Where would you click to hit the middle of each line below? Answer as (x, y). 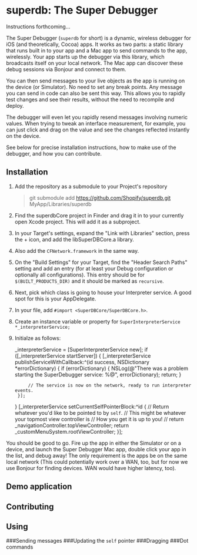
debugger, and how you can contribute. (54, 153)
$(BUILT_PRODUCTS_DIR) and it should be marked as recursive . (89, 281)
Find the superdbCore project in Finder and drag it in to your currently (99, 215)
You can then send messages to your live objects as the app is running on (96, 81)
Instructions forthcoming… (38, 27)
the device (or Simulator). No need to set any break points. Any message (94, 87)
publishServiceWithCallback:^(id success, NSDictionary (82, 362)
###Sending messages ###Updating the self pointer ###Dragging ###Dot (97, 541)
